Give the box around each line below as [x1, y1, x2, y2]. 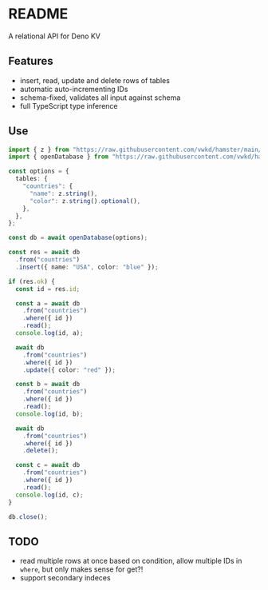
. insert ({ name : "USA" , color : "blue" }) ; [15, 263, 159, 271]
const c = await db [15, 461, 81, 469]
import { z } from [8, 146, 69, 153]
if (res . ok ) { [8, 277, 56, 285]
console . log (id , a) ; [15, 329, 84, 337]
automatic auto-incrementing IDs [19, 84, 128, 94]
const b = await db [15, 381, 81, 389]
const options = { [8, 167, 69, 176]
